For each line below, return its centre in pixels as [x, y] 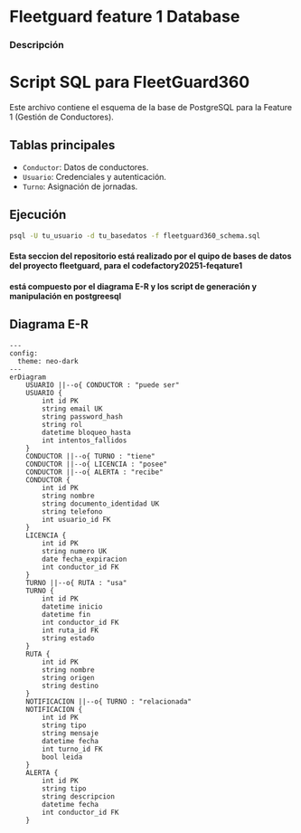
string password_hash [83, 416]
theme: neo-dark [48, 361]
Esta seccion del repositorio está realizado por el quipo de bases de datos [150, 256]
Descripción [37, 45]
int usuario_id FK [76, 519]
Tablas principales [62, 145]
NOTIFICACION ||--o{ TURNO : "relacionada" [109, 701]
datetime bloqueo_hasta [86, 432]
